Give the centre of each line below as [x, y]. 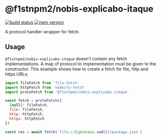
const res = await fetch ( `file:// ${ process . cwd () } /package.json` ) [74, 132]
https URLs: [17, 74]
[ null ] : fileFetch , [29, 105]
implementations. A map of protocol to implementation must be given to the [81, 63]
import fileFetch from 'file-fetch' [42, 83]
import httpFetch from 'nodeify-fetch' [45, 87]
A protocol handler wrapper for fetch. [43, 31]
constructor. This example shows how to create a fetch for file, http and [77, 69]
